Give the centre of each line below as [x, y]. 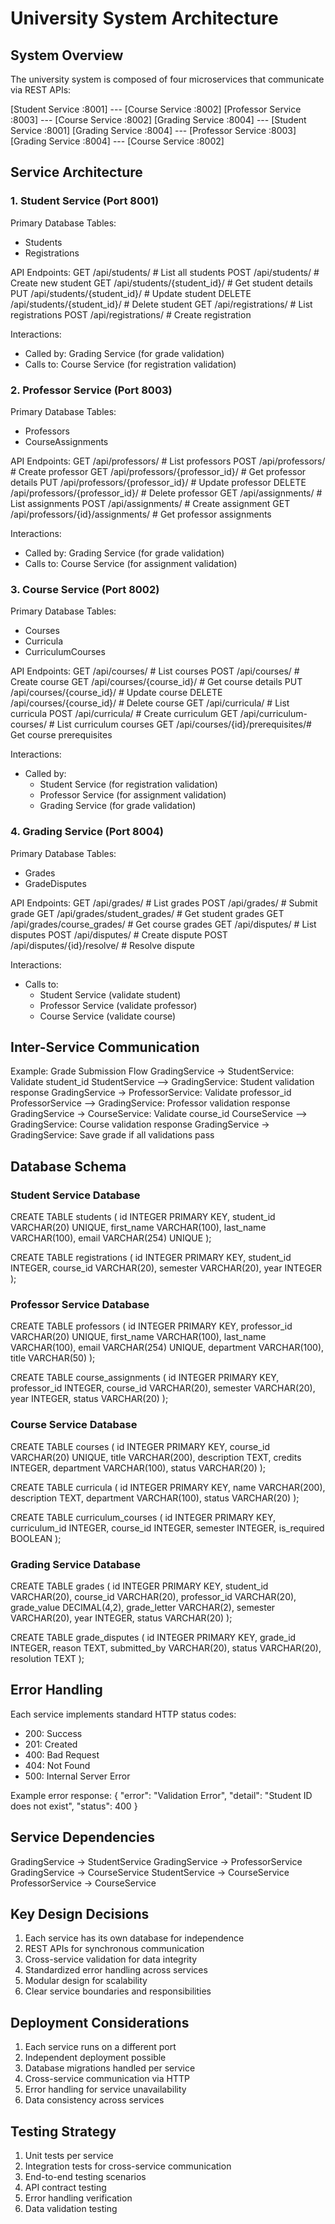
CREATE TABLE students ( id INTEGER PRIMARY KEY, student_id [143, 1217]
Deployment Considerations [100, 2022]
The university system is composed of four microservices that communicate [167, 79]
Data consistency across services [94, 2100]
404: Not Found [57, 1765]
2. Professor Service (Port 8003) [91, 390]
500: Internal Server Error [77, 1776]
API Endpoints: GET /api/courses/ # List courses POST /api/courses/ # [155, 671]
